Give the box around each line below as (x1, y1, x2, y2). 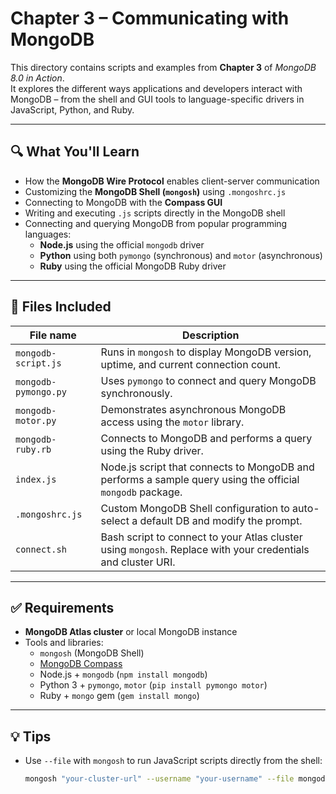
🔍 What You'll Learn (10, 143, 140, 161)
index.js (15, 473, 57, 485)
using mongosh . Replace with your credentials (100, 542, 310, 556)
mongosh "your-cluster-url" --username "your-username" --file (24, 774, 295, 784)
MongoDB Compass (39, 658, 123, 670)
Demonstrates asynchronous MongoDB (100, 402, 287, 416)
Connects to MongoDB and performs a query (100, 431, 313, 445)
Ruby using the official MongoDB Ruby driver (39, 260, 227, 272)
